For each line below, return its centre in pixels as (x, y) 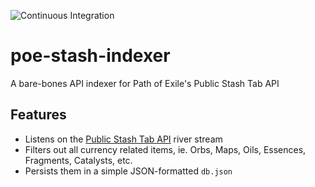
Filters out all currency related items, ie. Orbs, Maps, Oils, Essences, (165, 149)
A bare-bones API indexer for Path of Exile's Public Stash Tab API (145, 83)
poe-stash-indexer (90, 56)
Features (38, 115)
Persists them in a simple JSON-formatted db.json (128, 171)
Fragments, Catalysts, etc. (78, 160)
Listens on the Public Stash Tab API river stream (123, 139)
